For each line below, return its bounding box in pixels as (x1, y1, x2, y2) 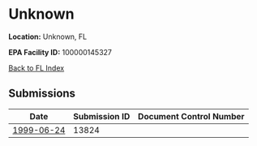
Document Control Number (137, 110, 245, 122)
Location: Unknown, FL (8, 32, 88, 41)
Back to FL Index (8, 62, 65, 73)
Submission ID (72, 110, 131, 122)
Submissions (8, 87, 75, 101)
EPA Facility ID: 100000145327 (8, 47, 112, 57)
